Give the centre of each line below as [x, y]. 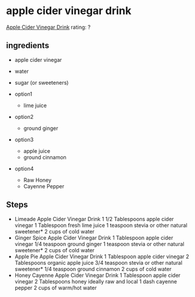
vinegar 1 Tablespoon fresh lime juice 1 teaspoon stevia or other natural [101, 225]
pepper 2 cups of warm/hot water [56, 288]
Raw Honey [37, 180]
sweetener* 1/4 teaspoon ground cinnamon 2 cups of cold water [93, 269]
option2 [24, 116]
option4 [24, 168]
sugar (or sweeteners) [42, 82]
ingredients [28, 46]
